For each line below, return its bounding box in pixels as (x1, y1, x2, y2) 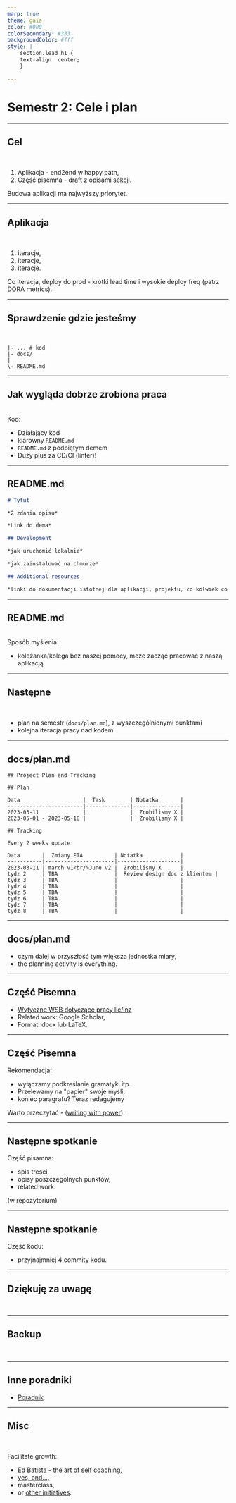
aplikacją (17, 659, 44, 668)
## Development (7, 535, 52, 542)
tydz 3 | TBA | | (7, 877, 184, 884)
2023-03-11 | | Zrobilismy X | (7, 809, 184, 816)
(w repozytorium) (7, 1196, 58, 1205)
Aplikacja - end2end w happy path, (17, 168, 119, 177)
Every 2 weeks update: (7, 840, 74, 847)
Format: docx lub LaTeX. (17, 1020, 88, 1029)
